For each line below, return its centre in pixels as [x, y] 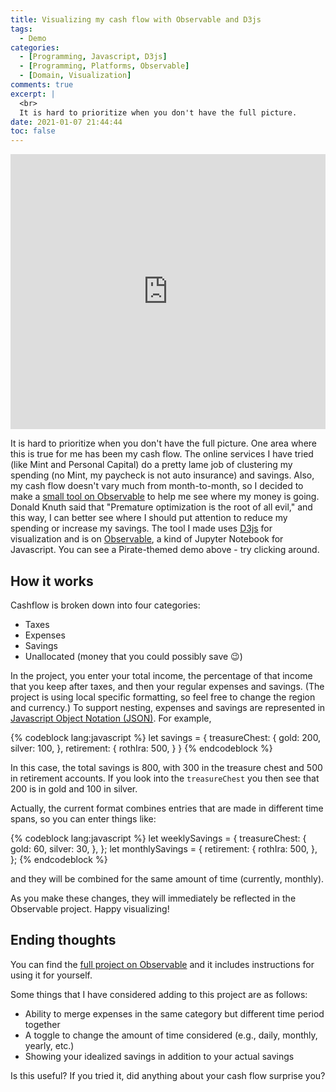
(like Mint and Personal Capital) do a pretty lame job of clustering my [151, 465]
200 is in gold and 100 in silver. [74, 788]
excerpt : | [33, 94]
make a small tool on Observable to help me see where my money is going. [165, 497]
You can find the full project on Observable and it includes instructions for [162, 964]
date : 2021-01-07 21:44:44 [66, 122]
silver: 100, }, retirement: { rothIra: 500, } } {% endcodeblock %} [141, 748]
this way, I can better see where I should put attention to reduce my [149, 518]
